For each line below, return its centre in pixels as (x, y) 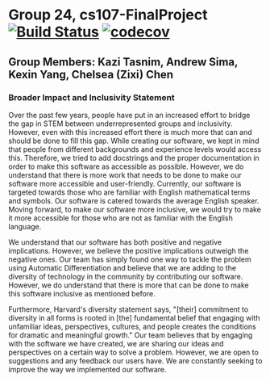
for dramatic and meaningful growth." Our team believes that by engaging (131, 335)
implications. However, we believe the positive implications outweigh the (129, 250)
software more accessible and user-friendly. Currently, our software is (125, 183)
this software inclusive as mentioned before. (82, 293)
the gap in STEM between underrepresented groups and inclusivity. (120, 124)
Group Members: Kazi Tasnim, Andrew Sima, (123, 62)
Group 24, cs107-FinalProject (108, 15)
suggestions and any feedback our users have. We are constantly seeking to (135, 360)
